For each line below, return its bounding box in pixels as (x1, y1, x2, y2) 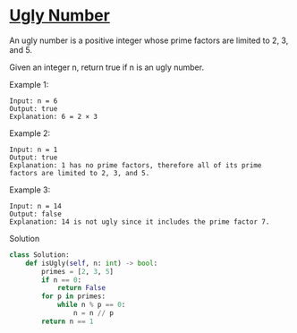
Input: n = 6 (9, 96, 58, 106)
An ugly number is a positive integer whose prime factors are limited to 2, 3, (9, 35, 289, 46)
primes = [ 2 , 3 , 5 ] (41, 267, 115, 276)
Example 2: (9, 127, 51, 139)
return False (56, 284, 106, 293)
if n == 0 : (41, 275, 82, 285)
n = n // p (72, 309, 115, 318)
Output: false (9, 209, 63, 218)
